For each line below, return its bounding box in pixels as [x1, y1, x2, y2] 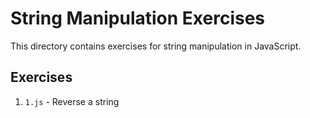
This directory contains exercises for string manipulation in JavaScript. [10, 40, 302, 52]
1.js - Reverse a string [24, 95, 120, 107]
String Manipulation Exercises [10, 7, 266, 30]
